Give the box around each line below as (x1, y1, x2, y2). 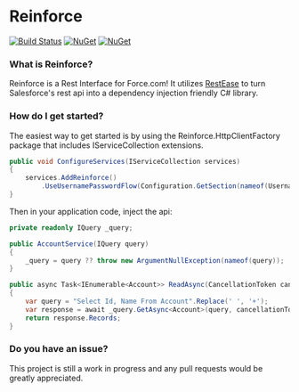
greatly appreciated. (9, 372, 84, 383)
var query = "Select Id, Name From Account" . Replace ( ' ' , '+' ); (25, 297, 269, 306)
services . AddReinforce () (25, 174, 117, 183)
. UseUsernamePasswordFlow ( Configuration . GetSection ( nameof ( (41, 182, 269, 191)
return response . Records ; (25, 314, 122, 323)
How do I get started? (9, 110, 104, 122)
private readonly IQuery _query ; (9, 223, 133, 233)
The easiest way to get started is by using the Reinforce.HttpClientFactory (9, 130, 280, 141)
